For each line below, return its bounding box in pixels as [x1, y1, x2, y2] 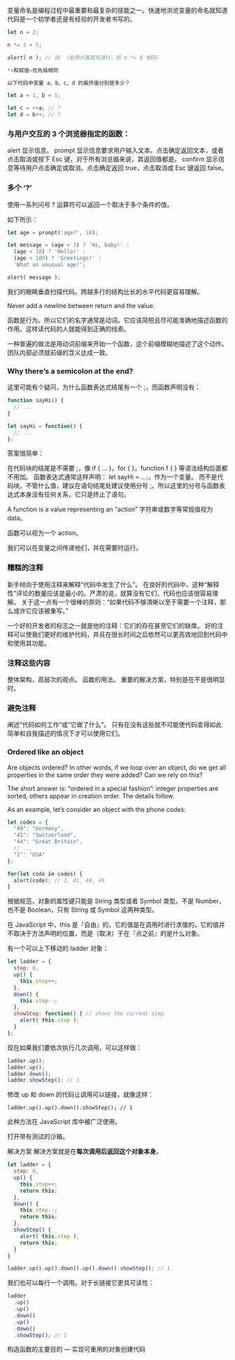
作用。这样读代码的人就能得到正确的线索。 [7, 324, 130, 333]
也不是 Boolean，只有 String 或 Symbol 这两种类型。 [7, 905, 159, 914]
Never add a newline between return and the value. [7, 301, 155, 310]
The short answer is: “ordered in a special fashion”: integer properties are [7, 784, 219, 793]
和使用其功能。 [7, 639, 50, 647]
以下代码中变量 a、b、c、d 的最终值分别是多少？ [7, 79, 131, 86]
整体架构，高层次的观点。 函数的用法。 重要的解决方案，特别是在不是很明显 [7, 675, 225, 684]
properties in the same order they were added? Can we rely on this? [7, 770, 203, 779]
